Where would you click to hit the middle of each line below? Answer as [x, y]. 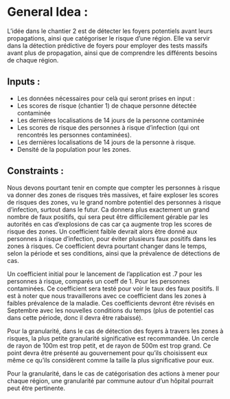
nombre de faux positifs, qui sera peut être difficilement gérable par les [108, 216]
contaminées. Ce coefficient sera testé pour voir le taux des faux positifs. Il [113, 288]
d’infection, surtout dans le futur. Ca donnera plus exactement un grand [108, 209]
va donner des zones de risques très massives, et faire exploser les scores [113, 195]
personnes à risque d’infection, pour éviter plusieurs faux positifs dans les [112, 238]
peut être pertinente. [36, 388]
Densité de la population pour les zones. [74, 149]
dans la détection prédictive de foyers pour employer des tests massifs [107, 45]
